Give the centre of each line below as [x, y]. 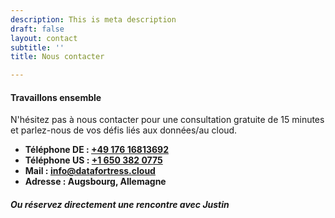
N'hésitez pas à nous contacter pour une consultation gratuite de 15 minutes [167, 120]
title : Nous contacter [57, 57]
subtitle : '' [37, 47]
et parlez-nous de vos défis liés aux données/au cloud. [124, 130]
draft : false [37, 29]
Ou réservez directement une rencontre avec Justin [120, 204]
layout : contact [44, 38]
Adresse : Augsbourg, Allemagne [95, 182]
